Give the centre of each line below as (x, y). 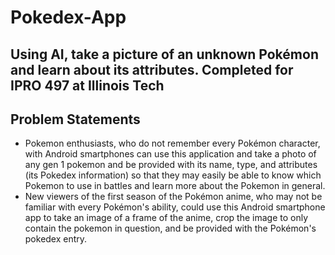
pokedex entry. (56, 239)
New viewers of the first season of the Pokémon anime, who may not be (173, 197)
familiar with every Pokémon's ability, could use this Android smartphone (175, 207)
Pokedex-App (68, 17)
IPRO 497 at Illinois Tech (87, 85)
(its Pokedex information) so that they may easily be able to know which (173, 175)
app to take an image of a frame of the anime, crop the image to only (166, 218)
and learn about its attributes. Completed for (152, 69)
